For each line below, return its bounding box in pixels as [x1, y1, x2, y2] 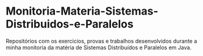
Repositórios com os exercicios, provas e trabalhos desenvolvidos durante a [5, 37, 198, 44]
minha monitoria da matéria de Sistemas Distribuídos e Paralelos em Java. [5, 44, 192, 51]
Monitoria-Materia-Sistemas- [5, 4, 159, 18]
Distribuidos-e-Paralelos [5, 17, 134, 31]
